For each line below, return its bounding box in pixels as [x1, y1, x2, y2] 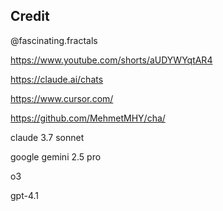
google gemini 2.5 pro [10, 150, 102, 163]
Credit [10, 8, 50, 25]
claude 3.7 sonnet [10, 131, 85, 143]
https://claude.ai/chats [10, 73, 104, 85]
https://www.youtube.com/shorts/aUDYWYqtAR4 [10, 54, 213, 66]
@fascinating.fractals [10, 34, 98, 46]
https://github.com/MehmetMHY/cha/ [10, 112, 166, 124]
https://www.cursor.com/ [10, 92, 114, 104]
